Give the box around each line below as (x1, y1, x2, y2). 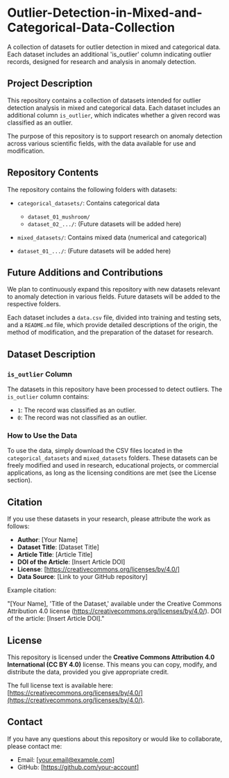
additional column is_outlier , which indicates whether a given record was (7, 111, 221, 119)
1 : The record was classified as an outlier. (17, 406, 137, 415)
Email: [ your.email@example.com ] (17, 755, 115, 763)
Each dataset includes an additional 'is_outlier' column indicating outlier (7, 50, 212, 58)
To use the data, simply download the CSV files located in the (7, 447, 183, 455)
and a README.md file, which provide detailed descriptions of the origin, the (7, 321, 218, 329)
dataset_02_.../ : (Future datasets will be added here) (27, 219, 182, 228)
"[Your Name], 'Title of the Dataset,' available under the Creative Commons (7, 600, 222, 608)
